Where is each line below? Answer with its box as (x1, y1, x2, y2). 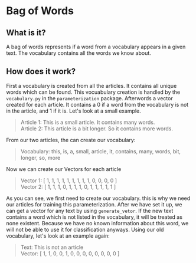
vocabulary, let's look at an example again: (6, 232, 110, 239)
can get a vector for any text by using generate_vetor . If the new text (6, 207, 174, 214)
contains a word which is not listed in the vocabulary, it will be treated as (6, 213, 183, 221)
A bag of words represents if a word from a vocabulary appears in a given (6, 43, 186, 50)
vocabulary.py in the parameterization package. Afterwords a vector (6, 94, 173, 101)
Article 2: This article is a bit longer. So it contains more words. (20, 125, 173, 132)
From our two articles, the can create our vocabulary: (6, 136, 136, 143)
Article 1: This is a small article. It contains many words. (20, 119, 155, 126)
